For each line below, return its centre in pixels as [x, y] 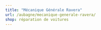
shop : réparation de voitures [37, 19]
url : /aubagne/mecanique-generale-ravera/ [50, 15]
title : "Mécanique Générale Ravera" [44, 10]
